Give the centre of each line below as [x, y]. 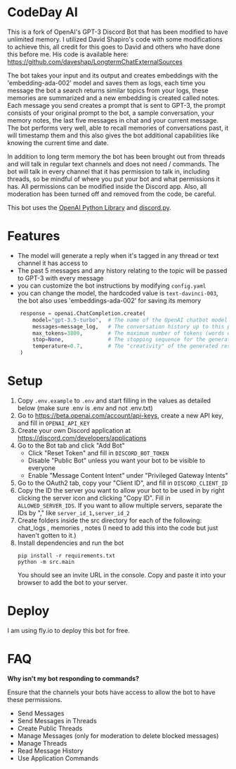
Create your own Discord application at [74, 430]
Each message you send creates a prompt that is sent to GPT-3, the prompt [117, 105]
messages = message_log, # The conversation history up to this [129, 326]
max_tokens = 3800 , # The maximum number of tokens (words [129, 333]
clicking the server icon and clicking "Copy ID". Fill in [94, 498]
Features [34, 236]
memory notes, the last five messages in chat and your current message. [113, 120]
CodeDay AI [43, 12]
